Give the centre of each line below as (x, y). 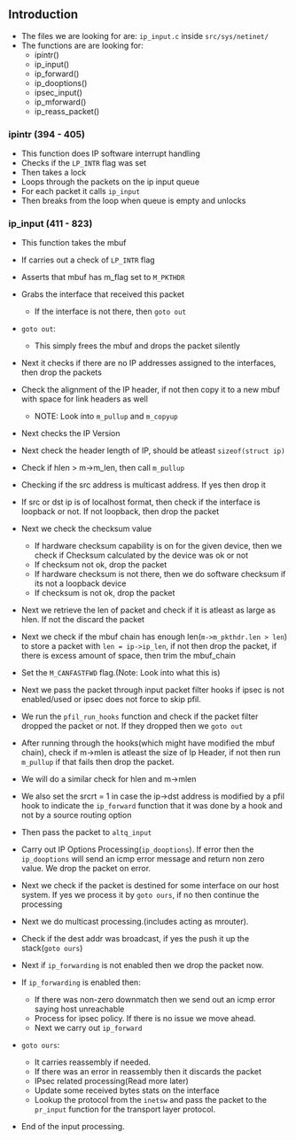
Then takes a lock (54, 173)
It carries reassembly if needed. (93, 1062)
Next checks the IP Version (70, 433)
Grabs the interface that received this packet (103, 294)
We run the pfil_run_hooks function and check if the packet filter (140, 716)
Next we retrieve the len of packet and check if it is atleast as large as (148, 610)
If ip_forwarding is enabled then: (81, 982)
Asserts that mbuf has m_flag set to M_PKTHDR (103, 277)
